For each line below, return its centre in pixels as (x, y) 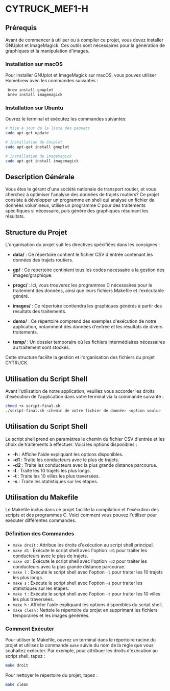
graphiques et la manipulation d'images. (47, 51)
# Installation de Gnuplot (34, 142)
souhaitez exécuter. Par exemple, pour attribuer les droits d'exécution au (82, 651)
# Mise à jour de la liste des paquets (48, 128)
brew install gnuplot (30, 90)
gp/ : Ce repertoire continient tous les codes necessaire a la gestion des (89, 270)
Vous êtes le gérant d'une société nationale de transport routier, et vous (81, 189)
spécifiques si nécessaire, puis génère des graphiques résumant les (77, 211)
